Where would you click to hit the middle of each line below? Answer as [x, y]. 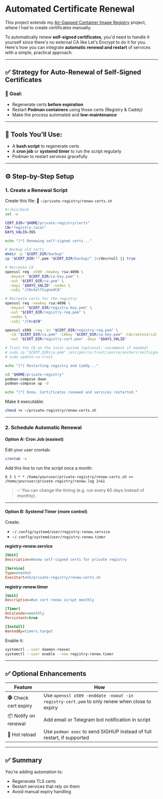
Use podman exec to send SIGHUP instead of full [98, 731]
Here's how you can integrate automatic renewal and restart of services [78, 47]
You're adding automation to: [34, 772]
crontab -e [16, 459]
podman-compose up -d [27, 383]
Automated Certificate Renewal [70, 9]
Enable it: [14, 641]
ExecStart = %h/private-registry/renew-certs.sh [53, 577]
